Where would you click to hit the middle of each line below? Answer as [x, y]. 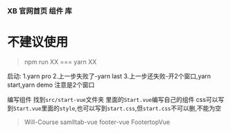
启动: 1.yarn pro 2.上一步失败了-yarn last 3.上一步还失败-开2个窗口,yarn [109, 76]
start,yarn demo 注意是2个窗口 [51, 85]
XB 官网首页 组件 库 [40, 10]
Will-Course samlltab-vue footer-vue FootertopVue [97, 122]
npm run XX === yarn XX [60, 62]
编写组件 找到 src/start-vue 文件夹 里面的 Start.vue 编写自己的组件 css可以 [113, 99]
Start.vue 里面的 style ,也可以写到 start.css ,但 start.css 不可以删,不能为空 [118, 108]
